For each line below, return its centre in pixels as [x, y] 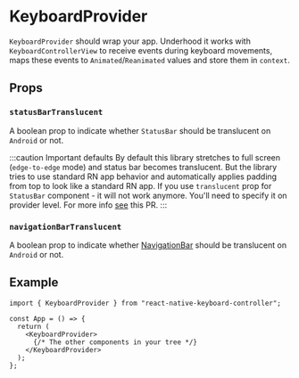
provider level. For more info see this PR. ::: [88, 205]
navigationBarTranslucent [66, 226]
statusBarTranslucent [56, 112]
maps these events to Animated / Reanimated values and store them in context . [149, 60]
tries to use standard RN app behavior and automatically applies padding [143, 177]
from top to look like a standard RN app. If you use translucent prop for [141, 185]
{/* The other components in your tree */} [115, 342]
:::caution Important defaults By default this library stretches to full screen [145, 157]
